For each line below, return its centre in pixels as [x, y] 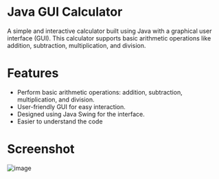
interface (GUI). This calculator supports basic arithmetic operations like [109, 38]
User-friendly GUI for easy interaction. [71, 106]
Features [33, 73]
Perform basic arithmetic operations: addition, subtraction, [100, 92]
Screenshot [41, 149]
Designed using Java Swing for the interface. [81, 114]
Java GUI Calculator [65, 12]
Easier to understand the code [60, 121]
